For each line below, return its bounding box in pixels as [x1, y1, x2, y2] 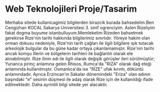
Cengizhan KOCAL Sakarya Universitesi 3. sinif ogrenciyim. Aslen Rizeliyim [5, 24, 155, 30]
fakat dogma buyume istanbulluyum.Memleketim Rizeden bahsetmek [5, 30, 143, 36]
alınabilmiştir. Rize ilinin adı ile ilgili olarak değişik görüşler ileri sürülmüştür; [5, 55, 155, 61]
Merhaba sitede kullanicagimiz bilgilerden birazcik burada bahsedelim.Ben [5, 19, 154, 25]
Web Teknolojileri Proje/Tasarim [5, 3, 137, 15]
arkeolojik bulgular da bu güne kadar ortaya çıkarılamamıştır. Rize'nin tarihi [5, 45, 154, 51]
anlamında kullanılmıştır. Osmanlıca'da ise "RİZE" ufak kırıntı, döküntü [5, 66, 144, 72]
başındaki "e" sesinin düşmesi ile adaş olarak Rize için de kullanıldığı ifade [5, 76, 153, 82]
